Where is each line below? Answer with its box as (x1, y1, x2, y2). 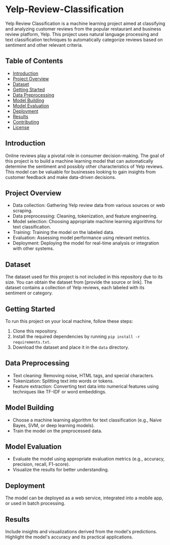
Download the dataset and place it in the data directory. (12, 344, 129, 350)
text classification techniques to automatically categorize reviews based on (5, 37, 163, 43)
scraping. (12, 207, 33, 214)
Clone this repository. (12, 328, 58, 334)
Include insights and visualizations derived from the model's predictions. (5, 529, 157, 535)
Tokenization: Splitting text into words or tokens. (12, 378, 114, 384)
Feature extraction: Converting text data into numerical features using (12, 383, 159, 389)
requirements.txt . (12, 339, 51, 345)
